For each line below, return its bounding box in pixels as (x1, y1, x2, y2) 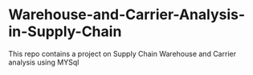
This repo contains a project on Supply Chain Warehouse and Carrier (8, 49, 237, 58)
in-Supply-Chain (8, 22, 122, 41)
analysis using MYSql (8, 57, 80, 67)
